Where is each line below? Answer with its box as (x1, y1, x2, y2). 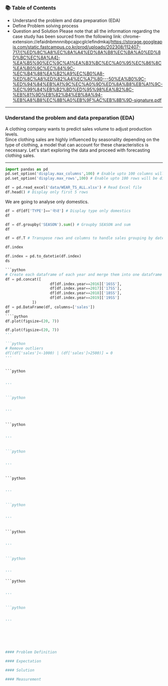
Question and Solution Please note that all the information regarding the (12, 28, 160, 34)
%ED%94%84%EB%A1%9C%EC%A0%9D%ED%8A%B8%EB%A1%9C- (12, 81, 163, 87)
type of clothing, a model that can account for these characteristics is (5, 141, 149, 147)
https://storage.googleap (110, 39, 162, 45)
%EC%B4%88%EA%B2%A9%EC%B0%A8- (12, 70, 105, 76)
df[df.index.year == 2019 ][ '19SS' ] (49, 295, 120, 300)
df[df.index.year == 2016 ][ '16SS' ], (49, 281, 122, 286)
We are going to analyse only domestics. (5, 198, 89, 204)
